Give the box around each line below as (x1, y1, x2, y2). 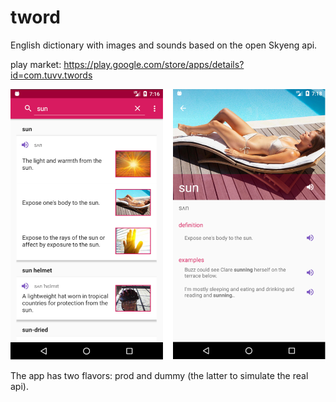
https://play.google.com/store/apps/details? (63, 58, 245, 70)
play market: (10, 58, 62, 70)
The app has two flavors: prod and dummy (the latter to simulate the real (10, 370, 309, 382)
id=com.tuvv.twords (10, 69, 93, 81)
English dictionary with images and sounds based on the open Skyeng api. (10, 39, 318, 51)
